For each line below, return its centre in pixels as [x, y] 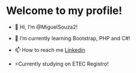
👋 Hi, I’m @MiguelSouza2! [46, 27]
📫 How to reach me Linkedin [50, 50]
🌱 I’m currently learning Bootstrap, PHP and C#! [72, 38]
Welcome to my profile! [64, 11]
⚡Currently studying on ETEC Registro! [62, 64]
